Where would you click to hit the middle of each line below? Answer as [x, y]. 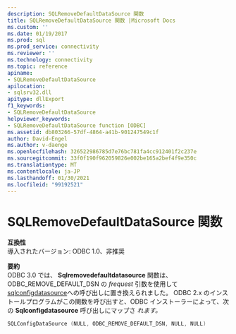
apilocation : [26, 86]
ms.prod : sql [26, 40]
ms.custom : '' [28, 27]
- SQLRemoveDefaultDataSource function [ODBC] [77, 125]
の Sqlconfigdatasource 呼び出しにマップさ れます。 [85, 311]
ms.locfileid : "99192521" [45, 184]
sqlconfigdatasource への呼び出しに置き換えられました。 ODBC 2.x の [108, 293]
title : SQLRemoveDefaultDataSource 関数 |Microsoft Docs [92, 20]
